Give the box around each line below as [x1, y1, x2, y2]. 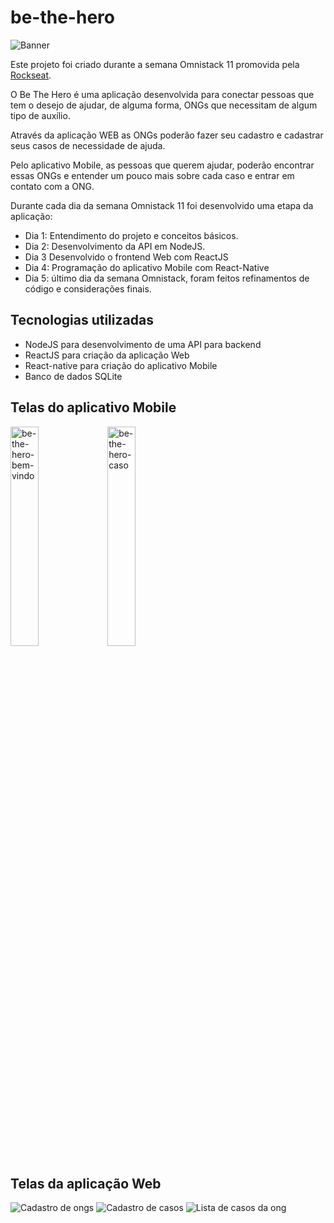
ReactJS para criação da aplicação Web [24, 349, 190, 361]
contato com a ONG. [10, 180, 95, 192]
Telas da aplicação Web [10, 1175, 162, 1192]
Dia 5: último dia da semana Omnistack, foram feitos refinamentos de [24, 272, 310, 284]
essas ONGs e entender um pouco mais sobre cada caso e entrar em [10, 169, 295, 181]
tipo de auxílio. [10, 109, 71, 121]
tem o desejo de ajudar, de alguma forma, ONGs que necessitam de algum [10, 99, 318, 111]
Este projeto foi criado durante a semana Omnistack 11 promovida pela [10, 58, 300, 70]
